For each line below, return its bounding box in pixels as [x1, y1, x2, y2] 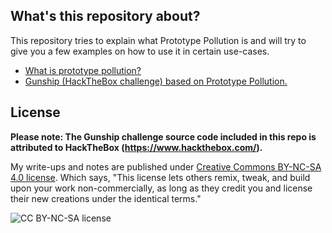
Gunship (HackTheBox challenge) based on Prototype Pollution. [24, 75, 288, 87]
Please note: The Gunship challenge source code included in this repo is [10, 130, 317, 143]
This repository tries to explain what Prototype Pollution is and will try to [10, 34, 307, 46]
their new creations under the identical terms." [10, 192, 202, 204]
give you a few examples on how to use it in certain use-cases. [10, 45, 270, 57]
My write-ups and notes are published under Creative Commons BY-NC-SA [10, 160, 322, 173]
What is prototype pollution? [24, 64, 142, 76]
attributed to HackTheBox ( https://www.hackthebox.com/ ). [10, 141, 263, 153]
